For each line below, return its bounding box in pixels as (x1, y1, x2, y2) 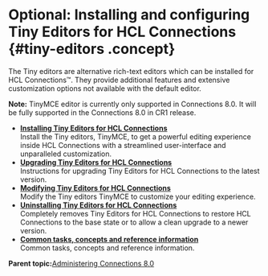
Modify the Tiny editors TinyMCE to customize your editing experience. (19, 192, 256, 201)
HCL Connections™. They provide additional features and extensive (8, 75, 230, 84)
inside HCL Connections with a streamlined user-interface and (19, 140, 226, 150)
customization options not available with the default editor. (8, 83, 202, 93)
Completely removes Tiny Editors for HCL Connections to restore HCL (19, 208, 251, 218)
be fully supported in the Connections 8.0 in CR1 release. (8, 107, 197, 117)
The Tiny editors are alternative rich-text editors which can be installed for (8, 66, 254, 76)
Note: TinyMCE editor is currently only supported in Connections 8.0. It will (8, 99, 257, 109)
